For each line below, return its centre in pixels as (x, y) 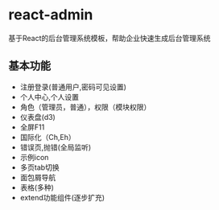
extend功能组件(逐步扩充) (62, 197)
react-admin (51, 15)
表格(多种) (37, 187)
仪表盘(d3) (38, 117)
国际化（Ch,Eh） (48, 137)
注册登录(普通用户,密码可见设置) (73, 87)
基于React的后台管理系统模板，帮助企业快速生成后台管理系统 (109, 38)
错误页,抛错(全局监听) (56, 147)
